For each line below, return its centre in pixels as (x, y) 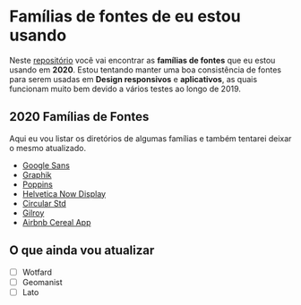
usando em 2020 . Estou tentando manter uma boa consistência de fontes (146, 70)
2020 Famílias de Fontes (79, 117)
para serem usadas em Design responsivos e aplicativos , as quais (133, 79)
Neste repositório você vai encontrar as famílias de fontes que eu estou (142, 60)
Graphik (37, 174)
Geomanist (42, 282)
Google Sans (46, 165)
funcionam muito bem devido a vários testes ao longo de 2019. (125, 89)
